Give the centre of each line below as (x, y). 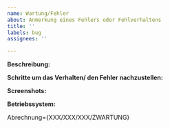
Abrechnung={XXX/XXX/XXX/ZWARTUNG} (68, 118)
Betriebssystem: (32, 104)
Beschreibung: (29, 64)
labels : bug (24, 33)
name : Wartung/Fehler (38, 13)
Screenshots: (27, 91)
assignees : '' (28, 39)
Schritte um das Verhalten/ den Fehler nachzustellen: (85, 78)
